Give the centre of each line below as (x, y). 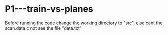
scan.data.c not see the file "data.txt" (43, 28)
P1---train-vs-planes (49, 9)
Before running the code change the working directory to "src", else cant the (84, 23)
